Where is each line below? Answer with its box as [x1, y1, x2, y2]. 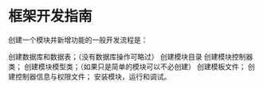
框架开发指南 [8, 7, 93, 25]
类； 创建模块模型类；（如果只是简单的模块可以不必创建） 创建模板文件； [8, 61, 246, 72]
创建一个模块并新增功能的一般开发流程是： [8, 35, 148, 44]
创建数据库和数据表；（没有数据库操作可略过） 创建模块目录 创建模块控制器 [8, 52, 253, 61]
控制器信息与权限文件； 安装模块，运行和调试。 [14, 72, 171, 81]
